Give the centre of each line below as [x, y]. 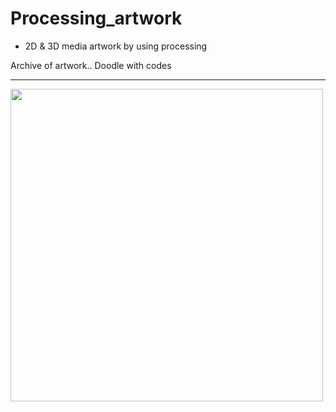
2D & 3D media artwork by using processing [116, 46]
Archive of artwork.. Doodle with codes [91, 65]
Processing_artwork [96, 18]
